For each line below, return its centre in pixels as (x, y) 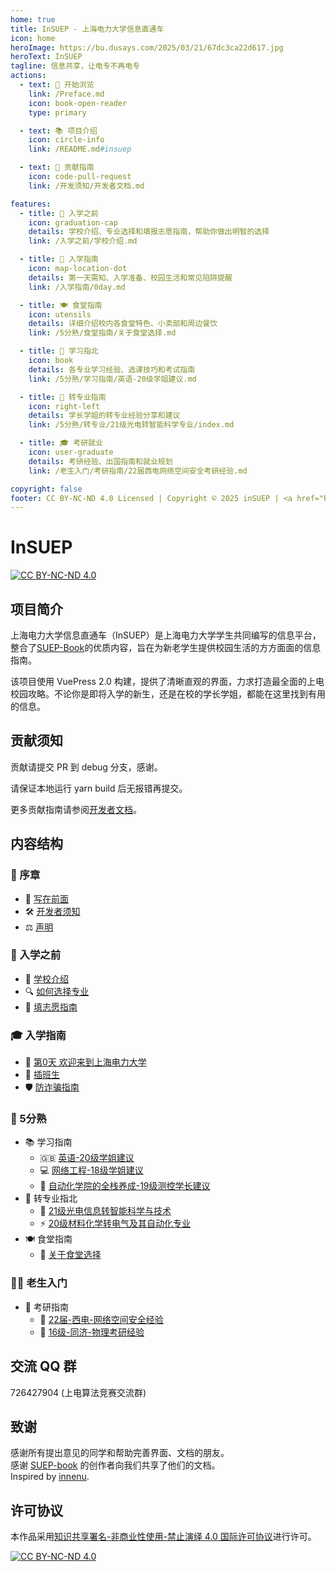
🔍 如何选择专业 (57, 991)
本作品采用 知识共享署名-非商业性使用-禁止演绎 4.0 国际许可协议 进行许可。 (163, 1537)
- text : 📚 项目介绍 (58, 131)
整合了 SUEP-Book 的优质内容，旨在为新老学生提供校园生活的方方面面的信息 (166, 647)
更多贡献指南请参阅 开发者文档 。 (76, 809)
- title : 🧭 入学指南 (59, 259)
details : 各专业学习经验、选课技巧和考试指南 (112, 369)
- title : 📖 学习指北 (59, 351)
